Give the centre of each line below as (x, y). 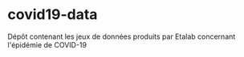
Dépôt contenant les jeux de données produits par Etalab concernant (122, 36)
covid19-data (53, 15)
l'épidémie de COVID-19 (47, 44)
